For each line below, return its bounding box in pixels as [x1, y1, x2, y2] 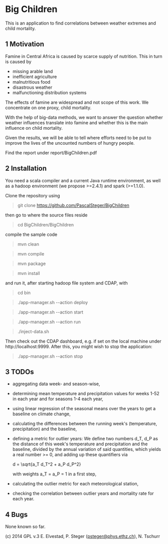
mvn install [17, 270, 40, 276]
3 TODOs [5, 367, 34, 376]
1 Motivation [5, 40, 44, 49]
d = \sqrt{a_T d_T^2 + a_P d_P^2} [12, 461, 81, 467]
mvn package [17, 260, 46, 266]
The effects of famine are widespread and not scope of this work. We [5, 99, 149, 105]
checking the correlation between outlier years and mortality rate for [12, 490, 154, 496]
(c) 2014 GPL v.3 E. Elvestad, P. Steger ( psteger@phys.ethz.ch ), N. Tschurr [5, 533, 160, 539]
